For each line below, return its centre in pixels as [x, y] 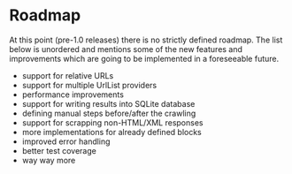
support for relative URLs [68, 75]
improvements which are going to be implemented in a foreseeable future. [144, 58]
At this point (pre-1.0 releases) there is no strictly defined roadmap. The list [146, 40]
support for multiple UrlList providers [89, 85]
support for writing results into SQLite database [108, 103]
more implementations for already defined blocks [111, 132]
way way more [49, 160]
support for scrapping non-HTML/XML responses [112, 122]
